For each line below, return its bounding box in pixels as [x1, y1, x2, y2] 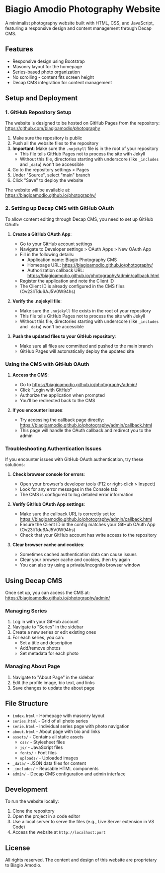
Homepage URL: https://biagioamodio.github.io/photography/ [27, 262, 153, 268]
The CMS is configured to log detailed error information [19, 492, 134, 498]
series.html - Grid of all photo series [12, 718, 88, 724]
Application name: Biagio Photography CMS [27, 257, 117, 263]
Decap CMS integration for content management [12, 79, 112, 85]
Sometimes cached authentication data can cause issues [19, 552, 137, 558]
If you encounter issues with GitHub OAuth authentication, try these [5, 456, 144, 462]
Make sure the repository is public [12, 135, 82, 141]
